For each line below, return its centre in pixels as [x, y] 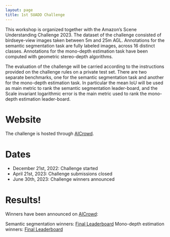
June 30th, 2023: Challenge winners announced [64, 179]
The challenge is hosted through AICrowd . [50, 134]
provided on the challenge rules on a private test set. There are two [76, 72]
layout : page [19, 10]
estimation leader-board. [45, 99]
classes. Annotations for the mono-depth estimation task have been [77, 51]
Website [23, 119]
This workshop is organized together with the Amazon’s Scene [71, 29]
